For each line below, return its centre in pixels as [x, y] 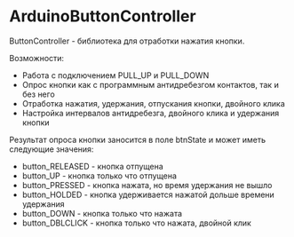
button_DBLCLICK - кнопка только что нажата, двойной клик [136, 223]
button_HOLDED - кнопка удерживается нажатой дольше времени [148, 194]
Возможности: [37, 58]
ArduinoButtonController [103, 16]
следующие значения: [52, 149]
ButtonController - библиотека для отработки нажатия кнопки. [127, 41]
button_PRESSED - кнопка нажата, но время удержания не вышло [147, 185]
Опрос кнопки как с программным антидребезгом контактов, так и [151, 84]
